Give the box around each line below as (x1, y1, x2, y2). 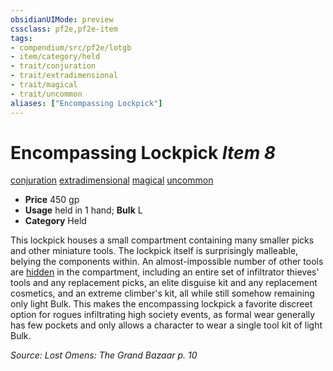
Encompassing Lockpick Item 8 (10, 141, 277, 164)
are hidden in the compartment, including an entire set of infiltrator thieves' (10, 266, 320, 278)
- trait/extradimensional (10, 71, 118, 81)
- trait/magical (10, 80, 78, 90)
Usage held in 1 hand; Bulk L (24, 204, 143, 216)
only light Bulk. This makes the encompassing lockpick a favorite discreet (10, 298, 313, 310)
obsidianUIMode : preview (10, 14, 114, 25)
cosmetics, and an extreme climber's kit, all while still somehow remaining (10, 287, 315, 300)
